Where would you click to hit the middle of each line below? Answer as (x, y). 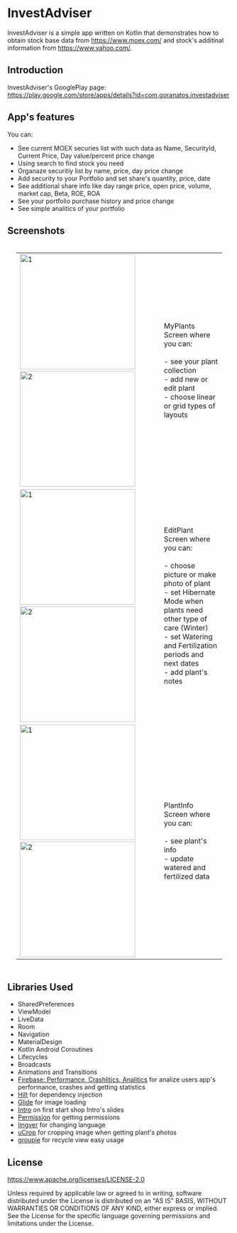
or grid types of (189, 406)
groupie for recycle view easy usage (71, 1140)
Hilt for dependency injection (60, 1095)
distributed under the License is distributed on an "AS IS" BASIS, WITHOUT (117, 1201)
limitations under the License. (50, 1223)
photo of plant (187, 584)
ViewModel (34, 1012)
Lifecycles (33, 1057)
